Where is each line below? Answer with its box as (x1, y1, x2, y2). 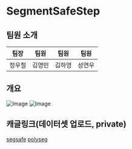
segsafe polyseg (6, 135, 48, 143)
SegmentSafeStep (6, 4, 101, 18)
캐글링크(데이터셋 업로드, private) (6, 119, 127, 130)
